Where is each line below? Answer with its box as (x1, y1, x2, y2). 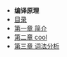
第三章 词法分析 (13, 42, 60, 50)
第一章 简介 (13, 24, 47, 32)
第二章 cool (13, 33, 47, 41)
